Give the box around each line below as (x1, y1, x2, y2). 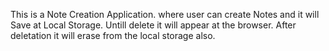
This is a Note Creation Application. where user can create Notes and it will (10, 9, 320, 20)
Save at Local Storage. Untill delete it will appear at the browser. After (10, 19, 297, 31)
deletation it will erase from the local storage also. (10, 30, 216, 41)
